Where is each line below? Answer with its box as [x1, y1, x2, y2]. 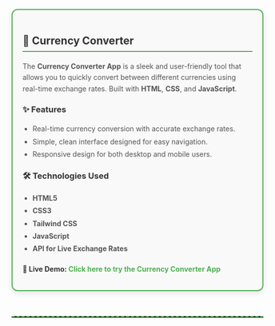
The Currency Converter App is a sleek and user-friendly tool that [22, 61, 241, 71]
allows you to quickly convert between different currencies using [22, 73, 237, 82]
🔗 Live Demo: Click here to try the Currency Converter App [22, 264, 221, 274]
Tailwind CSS [32, 218, 78, 228]
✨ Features [22, 104, 67, 115]
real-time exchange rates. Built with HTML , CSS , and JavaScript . [22, 84, 237, 93]
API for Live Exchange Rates [32, 244, 129, 253]
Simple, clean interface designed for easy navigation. [32, 137, 209, 146]
